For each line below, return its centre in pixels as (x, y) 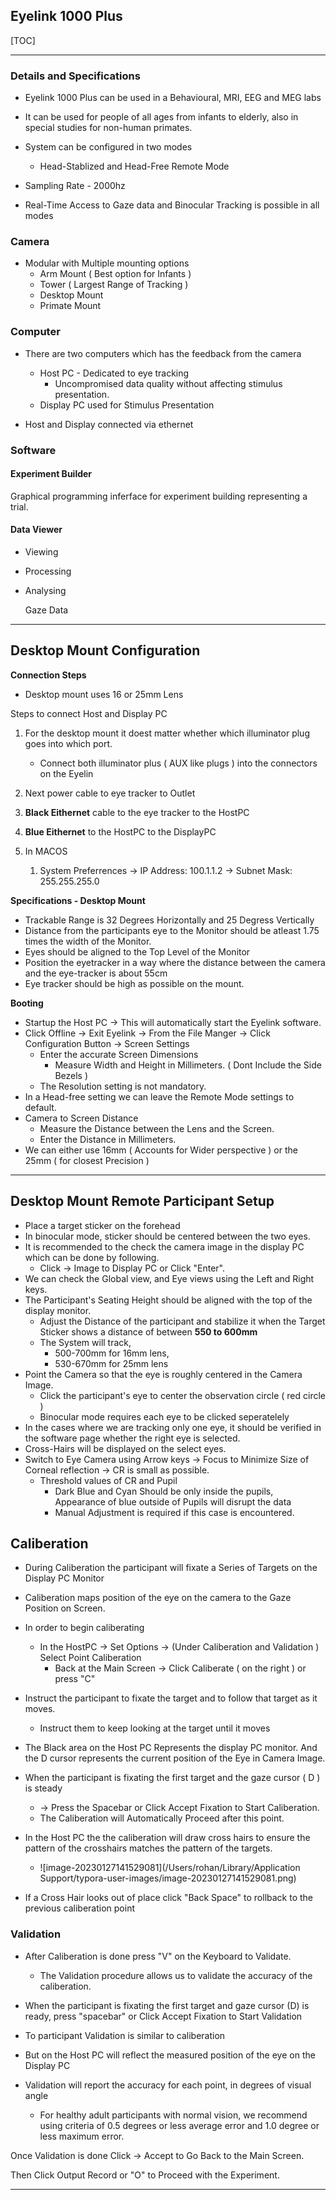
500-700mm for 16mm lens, (112, 1353)
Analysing (45, 591)
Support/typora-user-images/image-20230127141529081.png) (168, 1878)
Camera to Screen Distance (81, 1118)
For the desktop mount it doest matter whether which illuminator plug (167, 733)
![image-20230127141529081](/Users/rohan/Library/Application (170, 1868)
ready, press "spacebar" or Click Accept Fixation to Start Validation (163, 2016)
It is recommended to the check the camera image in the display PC (164, 1246)
